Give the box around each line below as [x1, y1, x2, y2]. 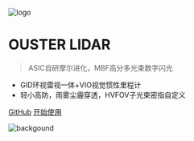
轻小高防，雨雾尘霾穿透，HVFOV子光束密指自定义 [19, 90, 187, 99]
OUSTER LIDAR [8, 36, 111, 54]
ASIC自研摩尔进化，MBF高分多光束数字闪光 [27, 62, 173, 72]
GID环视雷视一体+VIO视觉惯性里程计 [19, 80, 142, 90]
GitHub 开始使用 [8, 107, 62, 116]
